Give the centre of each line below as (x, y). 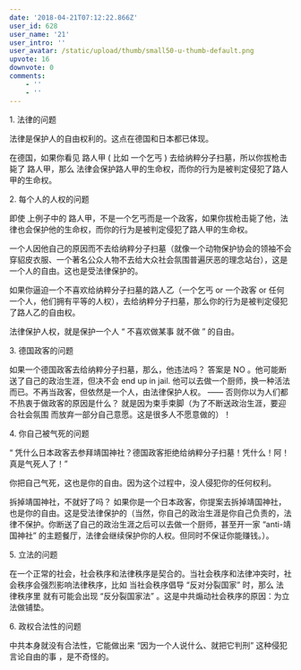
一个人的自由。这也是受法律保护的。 (76, 271)
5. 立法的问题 (34, 554)
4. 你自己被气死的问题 (49, 433)
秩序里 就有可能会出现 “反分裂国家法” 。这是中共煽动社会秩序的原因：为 (149, 596)
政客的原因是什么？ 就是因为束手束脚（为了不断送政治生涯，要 (163, 403)
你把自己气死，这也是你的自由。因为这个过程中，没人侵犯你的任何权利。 (142, 483)
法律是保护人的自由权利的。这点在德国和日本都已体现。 (111, 138)
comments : (28, 76)
